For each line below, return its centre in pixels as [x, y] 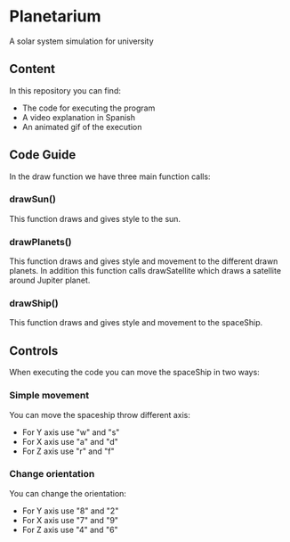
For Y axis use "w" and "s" [71, 432]
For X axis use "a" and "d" [70, 441]
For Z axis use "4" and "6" [70, 530]
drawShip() [34, 303]
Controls [34, 351]
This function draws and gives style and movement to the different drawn [144, 261]
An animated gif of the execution [82, 127]
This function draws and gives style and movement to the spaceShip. [136, 323]
